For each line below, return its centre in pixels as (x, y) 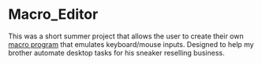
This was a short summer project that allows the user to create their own (126, 36)
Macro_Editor (53, 14)
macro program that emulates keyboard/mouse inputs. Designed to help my (131, 44)
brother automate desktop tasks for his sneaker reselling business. (116, 52)
